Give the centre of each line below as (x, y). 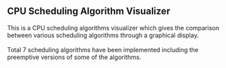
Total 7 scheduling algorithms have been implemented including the (103, 49)
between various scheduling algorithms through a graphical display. (103, 35)
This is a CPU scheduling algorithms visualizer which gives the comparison (113, 27)
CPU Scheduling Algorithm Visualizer (89, 11)
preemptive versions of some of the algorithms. (74, 57)
